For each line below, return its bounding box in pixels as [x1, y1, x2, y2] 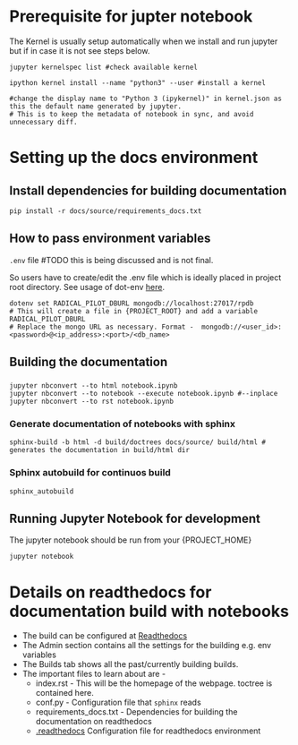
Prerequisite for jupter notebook [9, 6, 253, 27]
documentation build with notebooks [9, 601, 289, 621]
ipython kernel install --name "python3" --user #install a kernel [9, 78, 267, 87]
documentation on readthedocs [35, 716, 152, 727]
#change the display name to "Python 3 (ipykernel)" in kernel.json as [9, 94, 282, 103]
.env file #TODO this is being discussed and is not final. [9, 254, 214, 265]
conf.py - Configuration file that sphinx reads [35, 697, 201, 708]
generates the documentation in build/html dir [9, 446, 191, 455]
